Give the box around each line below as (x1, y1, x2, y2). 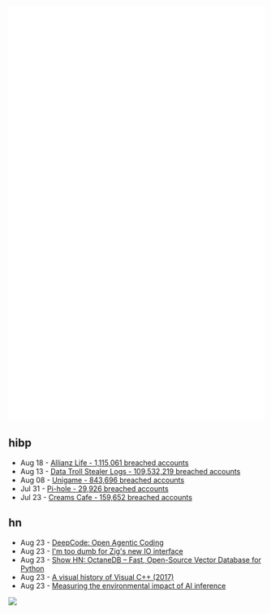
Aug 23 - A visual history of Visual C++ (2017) (19, 572, 174, 581)
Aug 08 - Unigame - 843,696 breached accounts (19, 475, 185, 485)
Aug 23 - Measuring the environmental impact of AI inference (19, 581, 226, 590)
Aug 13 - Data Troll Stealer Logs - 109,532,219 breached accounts (19, 466, 241, 476)
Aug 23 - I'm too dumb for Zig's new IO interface (19, 546, 184, 555)
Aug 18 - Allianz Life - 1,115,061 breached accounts (19, 458, 189, 468)
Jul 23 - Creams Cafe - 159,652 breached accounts (19, 492, 193, 502)
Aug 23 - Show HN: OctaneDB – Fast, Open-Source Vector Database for (19, 555, 262, 564)
